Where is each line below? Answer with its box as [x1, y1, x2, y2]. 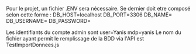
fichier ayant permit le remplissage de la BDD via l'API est [6, 35, 145, 42]
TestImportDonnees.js [6, 41, 60, 48]
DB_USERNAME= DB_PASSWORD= [6, 18, 91, 24]
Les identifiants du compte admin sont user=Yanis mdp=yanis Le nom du [6, 29, 181, 36]
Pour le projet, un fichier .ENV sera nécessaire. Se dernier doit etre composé [6, 5, 191, 12]
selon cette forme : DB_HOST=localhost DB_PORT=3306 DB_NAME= [6, 11, 173, 18]
